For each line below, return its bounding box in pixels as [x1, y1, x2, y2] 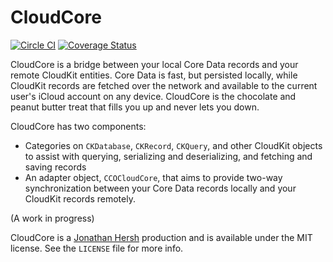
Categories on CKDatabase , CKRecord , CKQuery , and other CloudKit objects [24, 139, 323, 151]
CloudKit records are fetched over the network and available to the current [10, 79, 318, 91]
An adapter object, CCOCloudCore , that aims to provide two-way [24, 171, 283, 183]
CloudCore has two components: [10, 120, 147, 132]
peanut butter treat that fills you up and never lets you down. [10, 101, 260, 113]
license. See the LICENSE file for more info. [10, 242, 184, 254]
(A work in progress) [10, 212, 95, 224]
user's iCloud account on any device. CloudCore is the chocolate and [10, 90, 297, 102]
